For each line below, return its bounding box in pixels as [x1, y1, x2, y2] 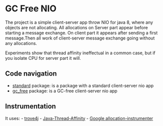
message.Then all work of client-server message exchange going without [5, 35, 155, 41]
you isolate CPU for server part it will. [5, 55, 81, 61]
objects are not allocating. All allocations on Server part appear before [5, 24, 148, 30]
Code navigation [5, 70, 57, 78]
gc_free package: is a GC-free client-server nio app [12, 87, 118, 94]
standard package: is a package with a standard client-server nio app [12, 83, 154, 88]
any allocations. [5, 40, 37, 46]
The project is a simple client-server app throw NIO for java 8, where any [5, 19, 153, 25]
